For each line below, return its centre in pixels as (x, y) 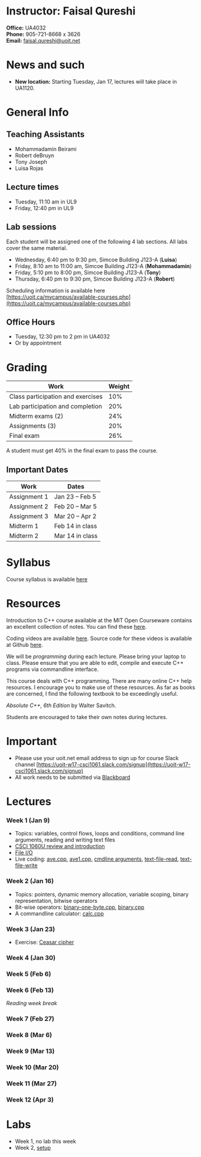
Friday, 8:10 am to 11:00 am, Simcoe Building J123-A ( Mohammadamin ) (103, 266)
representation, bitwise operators (56, 900)
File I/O (24, 853)
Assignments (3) (33, 426)
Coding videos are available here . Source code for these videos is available (99, 638)
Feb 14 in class (75, 526)
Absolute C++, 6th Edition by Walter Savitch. (61, 705)
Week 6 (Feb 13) (30, 990)
